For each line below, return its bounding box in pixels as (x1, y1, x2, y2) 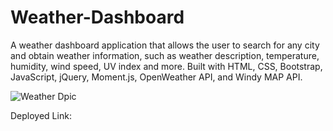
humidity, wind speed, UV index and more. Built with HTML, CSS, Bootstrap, (10, 60, 323, 72)
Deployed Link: (10, 109, 72, 121)
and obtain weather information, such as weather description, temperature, (10, 49, 320, 61)
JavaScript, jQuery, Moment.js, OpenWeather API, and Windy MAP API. (10, 71, 303, 83)
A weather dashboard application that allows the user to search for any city (10, 39, 320, 51)
